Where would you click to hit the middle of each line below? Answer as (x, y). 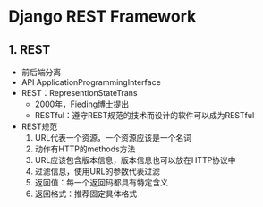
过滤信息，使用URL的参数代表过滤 (97, 171)
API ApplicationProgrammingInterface (91, 82)
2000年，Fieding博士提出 (82, 104)
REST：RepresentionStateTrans (79, 93)
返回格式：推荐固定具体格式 (86, 194)
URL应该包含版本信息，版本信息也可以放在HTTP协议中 (135, 160)
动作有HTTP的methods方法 (85, 149)
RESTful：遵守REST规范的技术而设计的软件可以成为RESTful (144, 115)
